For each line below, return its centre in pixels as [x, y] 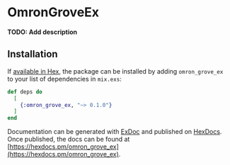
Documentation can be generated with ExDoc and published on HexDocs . [115, 132]
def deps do [25, 92]
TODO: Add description [42, 32]
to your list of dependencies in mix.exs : [64, 79]
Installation [33, 54]
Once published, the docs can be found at [69, 140]
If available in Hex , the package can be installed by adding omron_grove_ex [115, 71]
